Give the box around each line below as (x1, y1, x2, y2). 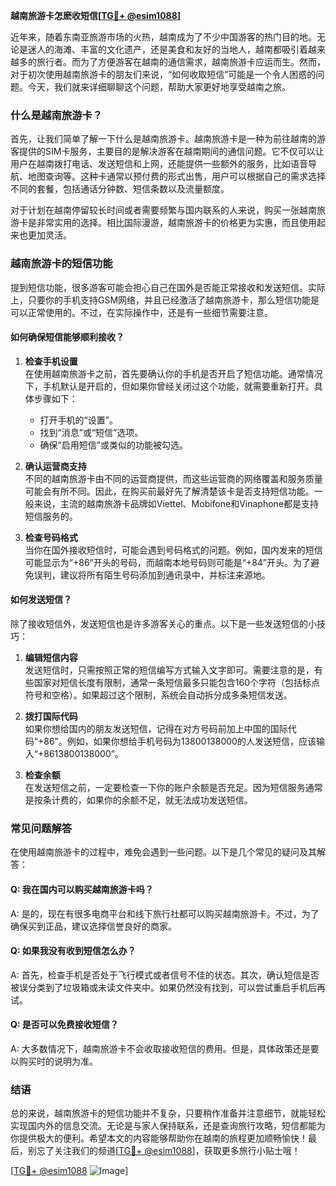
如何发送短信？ (10, 594, 72, 606)
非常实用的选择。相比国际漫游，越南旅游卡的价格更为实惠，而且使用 (36, 217, 317, 229)
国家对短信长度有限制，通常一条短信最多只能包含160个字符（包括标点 (33, 677, 321, 688)
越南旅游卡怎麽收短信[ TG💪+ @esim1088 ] (10, 10, 182, 21)
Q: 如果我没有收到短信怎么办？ (10, 945, 137, 957)
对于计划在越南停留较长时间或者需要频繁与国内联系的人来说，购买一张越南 (10, 204, 317, 216)
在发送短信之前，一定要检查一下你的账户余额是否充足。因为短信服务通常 (24, 782, 323, 793)
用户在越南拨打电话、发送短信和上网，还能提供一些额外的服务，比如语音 (10, 158, 308, 170)
